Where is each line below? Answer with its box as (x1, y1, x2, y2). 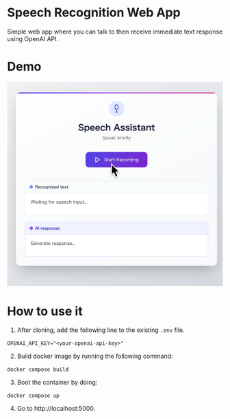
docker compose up (7, 392, 60, 399)
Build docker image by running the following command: (16, 352, 173, 361)
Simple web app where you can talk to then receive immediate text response (7, 27, 223, 36)
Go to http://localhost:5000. (16, 405, 96, 413)
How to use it (7, 303, 84, 319)
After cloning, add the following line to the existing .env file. (16, 326, 185, 334)
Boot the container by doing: (16, 379, 98, 387)
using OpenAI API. (7, 34, 59, 43)
